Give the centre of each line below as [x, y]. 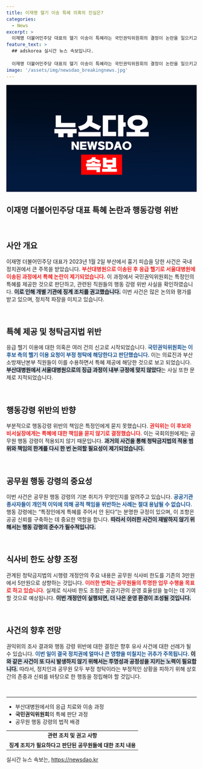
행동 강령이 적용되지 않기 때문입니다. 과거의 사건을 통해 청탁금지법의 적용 [102, 441]
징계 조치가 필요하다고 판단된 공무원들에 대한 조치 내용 [72, 745]
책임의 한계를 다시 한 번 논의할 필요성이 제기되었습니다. [81, 449]
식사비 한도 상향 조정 [42, 560]
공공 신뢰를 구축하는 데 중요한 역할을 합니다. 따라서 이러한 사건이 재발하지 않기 [98, 520]
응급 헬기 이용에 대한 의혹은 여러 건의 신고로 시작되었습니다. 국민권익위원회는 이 [100, 347]
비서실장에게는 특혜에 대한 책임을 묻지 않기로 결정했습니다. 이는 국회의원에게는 [98, 433]
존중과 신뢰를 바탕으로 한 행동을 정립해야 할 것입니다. [79, 676]
